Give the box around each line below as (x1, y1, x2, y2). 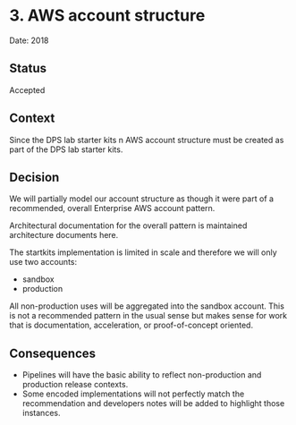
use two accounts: (9, 257, 78, 268)
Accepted (9, 84, 46, 95)
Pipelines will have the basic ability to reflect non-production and (21, 370, 262, 380)
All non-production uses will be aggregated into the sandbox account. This (9, 301, 284, 311)
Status (9, 61, 47, 76)
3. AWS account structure (9, 5, 206, 26)
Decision (9, 169, 60, 184)
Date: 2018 (9, 35, 49, 46)
